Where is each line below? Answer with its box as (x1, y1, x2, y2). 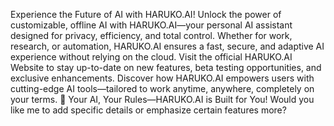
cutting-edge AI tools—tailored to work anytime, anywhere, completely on (10, 83, 315, 94)
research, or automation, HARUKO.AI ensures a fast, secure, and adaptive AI (10, 40, 325, 52)
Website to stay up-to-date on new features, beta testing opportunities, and (10, 62, 322, 73)
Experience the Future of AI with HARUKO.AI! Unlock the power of (10, 9, 282, 20)
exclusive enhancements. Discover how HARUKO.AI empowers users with (10, 72, 315, 84)
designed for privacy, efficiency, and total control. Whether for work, (10, 30, 293, 41)
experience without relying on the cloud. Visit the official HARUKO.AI (10, 51, 293, 63)
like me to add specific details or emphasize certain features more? (10, 104, 287, 116)
